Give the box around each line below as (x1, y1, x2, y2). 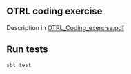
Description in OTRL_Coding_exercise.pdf (6, 23, 125, 32)
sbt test (6, 62, 32, 69)
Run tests (6, 44, 48, 56)
